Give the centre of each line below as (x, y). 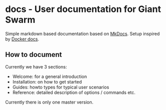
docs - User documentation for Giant (83, 9)
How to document (34, 55)
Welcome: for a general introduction (50, 76)
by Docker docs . (22, 39)
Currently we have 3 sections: (36, 66)
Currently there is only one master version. (49, 102)
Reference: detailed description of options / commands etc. (74, 92)
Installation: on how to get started (47, 81)
